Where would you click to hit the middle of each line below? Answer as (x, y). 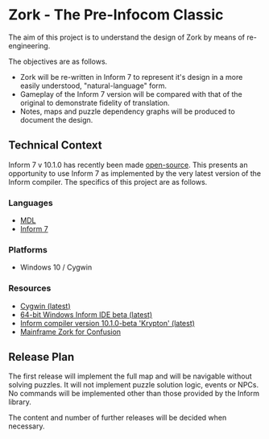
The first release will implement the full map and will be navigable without (130, 376)
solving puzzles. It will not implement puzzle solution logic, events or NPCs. (134, 385)
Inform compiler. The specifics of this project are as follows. (108, 182)
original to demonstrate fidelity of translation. (95, 102)
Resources (30, 288)
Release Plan (41, 357)
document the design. (56, 119)
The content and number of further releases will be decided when (118, 418)
